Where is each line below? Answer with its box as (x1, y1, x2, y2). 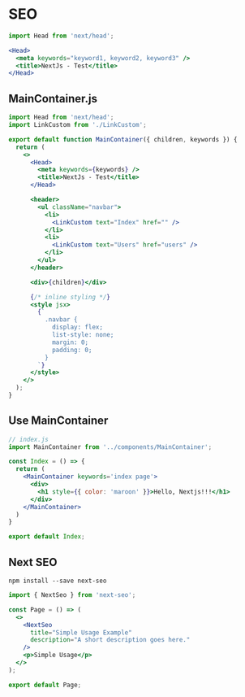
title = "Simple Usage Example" (29, 628, 132, 637)
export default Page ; (8, 681, 82, 689)
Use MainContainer (8, 414, 109, 428)
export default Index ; (8, 533, 85, 541)
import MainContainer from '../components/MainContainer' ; (8, 442, 213, 451)
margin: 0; (51, 338, 89, 346)
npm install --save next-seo (8, 577, 107, 585)
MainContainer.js (8, 91, 97, 106)
